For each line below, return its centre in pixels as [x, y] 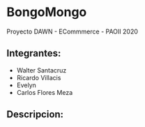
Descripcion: [35, 115]
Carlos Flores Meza [45, 92]
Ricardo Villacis [39, 77]
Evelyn [26, 85]
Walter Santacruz [41, 70]
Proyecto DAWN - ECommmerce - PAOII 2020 [72, 31]
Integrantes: [34, 53]
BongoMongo [47, 12]
